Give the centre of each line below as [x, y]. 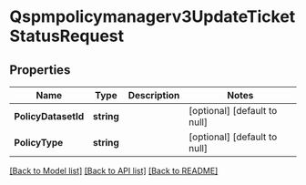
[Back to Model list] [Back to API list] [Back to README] [114, 171]
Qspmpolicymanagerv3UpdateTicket [153, 17]
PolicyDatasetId [49, 116]
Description [154, 95]
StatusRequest [67, 36]
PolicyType [39, 143]
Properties [40, 70]
